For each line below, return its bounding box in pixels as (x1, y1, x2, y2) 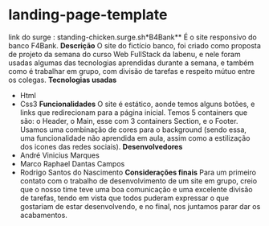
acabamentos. (19, 210, 68, 220)
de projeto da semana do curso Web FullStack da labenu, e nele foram (8, 49, 241, 59)
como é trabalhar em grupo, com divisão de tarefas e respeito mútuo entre (8, 66, 255, 76)
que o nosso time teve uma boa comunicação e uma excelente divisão (19, 184, 253, 194)
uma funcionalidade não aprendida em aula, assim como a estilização (19, 133, 251, 142)
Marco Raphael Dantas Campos (19, 158, 125, 168)
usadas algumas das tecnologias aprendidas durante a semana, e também (8, 58, 255, 68)
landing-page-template (8, 6, 168, 24)
